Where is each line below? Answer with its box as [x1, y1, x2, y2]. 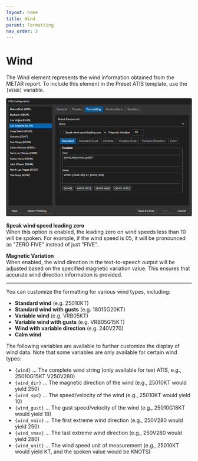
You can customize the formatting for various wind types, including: [6, 288, 171, 295]
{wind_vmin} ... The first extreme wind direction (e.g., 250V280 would [14, 417, 183, 424]
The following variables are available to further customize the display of [6, 342, 180, 349]
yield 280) [14, 435, 40, 443]
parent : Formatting [6, 22, 54, 28]
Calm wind [14, 331, 42, 338]
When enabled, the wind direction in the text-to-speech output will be [6, 258, 175, 265]
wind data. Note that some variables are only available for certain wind [6, 349, 177, 356]
